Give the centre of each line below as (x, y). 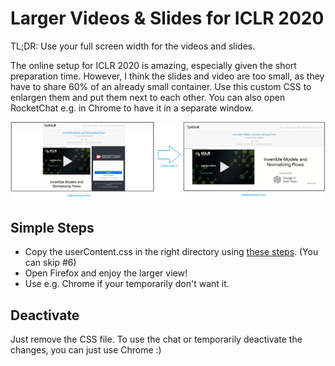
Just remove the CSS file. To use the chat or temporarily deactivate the (156, 339)
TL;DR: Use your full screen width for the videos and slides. (133, 46)
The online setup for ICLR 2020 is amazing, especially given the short (153, 65)
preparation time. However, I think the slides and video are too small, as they (167, 76)
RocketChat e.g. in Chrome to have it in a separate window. (132, 108)
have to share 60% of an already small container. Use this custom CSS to (161, 86)
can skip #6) (50, 263)
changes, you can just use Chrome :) (86, 350)
